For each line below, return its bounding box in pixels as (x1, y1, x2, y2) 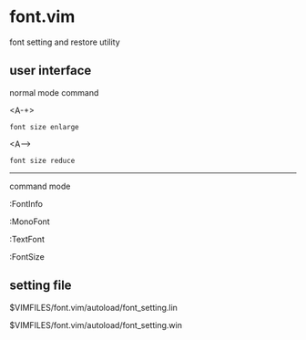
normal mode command (9, 87, 99, 98)
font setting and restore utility (9, 36, 120, 47)
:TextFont (9, 233, 46, 244)
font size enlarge (9, 122, 79, 131)
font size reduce (9, 156, 76, 165)
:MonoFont (9, 216, 50, 227)
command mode (9, 180, 71, 191)
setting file (9, 278, 72, 294)
